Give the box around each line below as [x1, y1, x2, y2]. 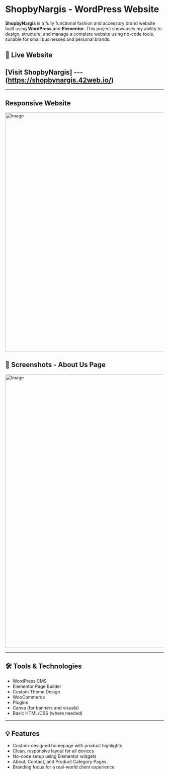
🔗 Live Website [5, 51, 53, 59]
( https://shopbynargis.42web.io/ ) [5, 76, 114, 84]
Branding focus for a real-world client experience [12, 764, 115, 770]
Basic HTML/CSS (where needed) [12, 710, 83, 716]
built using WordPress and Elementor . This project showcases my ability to [5, 25, 162, 31]
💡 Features [5, 729, 40, 738]
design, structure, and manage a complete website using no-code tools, [5, 31, 154, 37]
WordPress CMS [12, 678, 47, 684]
